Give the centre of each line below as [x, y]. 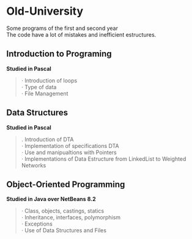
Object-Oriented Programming [66, 184]
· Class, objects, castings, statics [63, 211]
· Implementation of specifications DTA [70, 145]
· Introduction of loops [49, 80]
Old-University [45, 11]
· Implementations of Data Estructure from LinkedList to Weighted [104, 159]
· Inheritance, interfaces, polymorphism [71, 218]
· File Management [45, 94]
